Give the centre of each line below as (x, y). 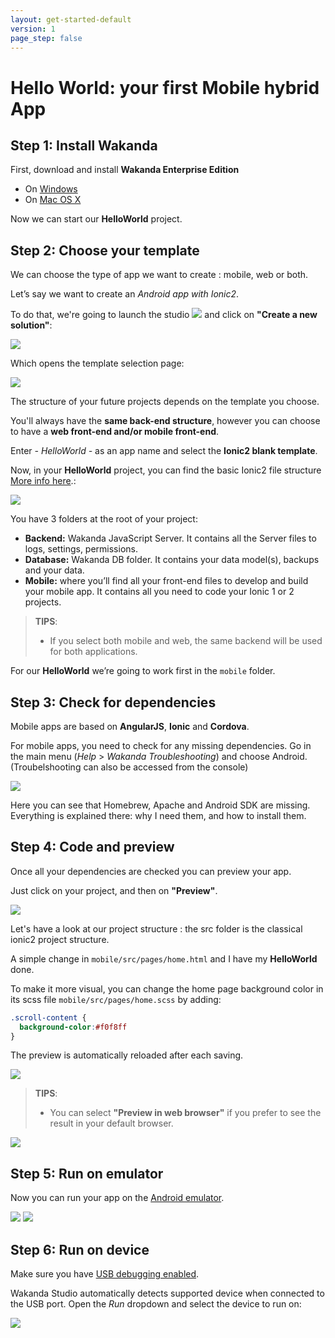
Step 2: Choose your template (105, 250)
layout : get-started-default (71, 19)
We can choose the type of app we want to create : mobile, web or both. (159, 275)
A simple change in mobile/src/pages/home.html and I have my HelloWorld (164, 958)
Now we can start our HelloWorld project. (96, 219)
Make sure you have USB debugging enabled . (105, 1274)
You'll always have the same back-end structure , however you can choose (165, 421)
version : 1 (33, 29)
